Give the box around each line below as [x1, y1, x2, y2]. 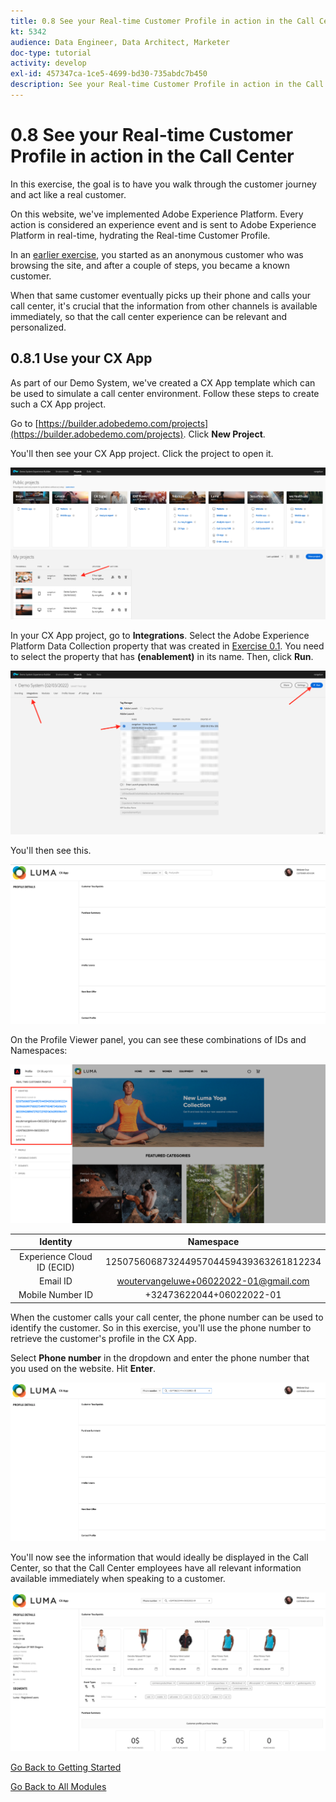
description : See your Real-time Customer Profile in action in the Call [10, 80, 325, 90]
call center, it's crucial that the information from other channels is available [10, 300, 318, 312]
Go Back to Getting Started [10, 1761, 122, 1774]
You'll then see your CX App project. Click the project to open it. [10, 447, 274, 459]
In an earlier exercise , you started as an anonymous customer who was [10, 248, 304, 260]
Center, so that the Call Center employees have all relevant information [10, 1562, 302, 1574]
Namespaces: [10, 1044, 68, 1056]
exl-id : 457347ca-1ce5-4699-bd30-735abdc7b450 [10, 69, 208, 79]
